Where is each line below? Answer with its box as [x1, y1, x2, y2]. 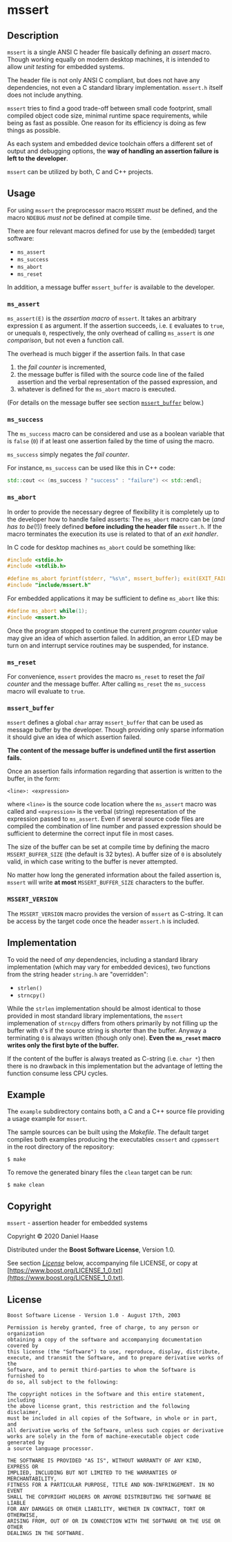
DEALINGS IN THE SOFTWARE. [7, 1530, 85, 1536]
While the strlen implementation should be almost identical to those [7, 1004, 202, 1012]
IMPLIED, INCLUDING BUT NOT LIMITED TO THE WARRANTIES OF [7, 1469, 177, 1476]
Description [7, 30, 59, 41]
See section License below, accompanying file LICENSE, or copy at [7, 1259, 198, 1267]
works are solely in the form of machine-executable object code [7, 1433, 199, 1440]
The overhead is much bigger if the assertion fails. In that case [7, 350, 185, 358]
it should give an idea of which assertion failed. [7, 733, 142, 741]
